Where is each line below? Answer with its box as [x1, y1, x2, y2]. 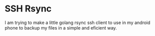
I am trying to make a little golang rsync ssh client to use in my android [5, 19, 151, 25]
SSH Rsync [5, 3, 52, 14]
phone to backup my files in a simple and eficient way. [5, 24, 117, 30]
